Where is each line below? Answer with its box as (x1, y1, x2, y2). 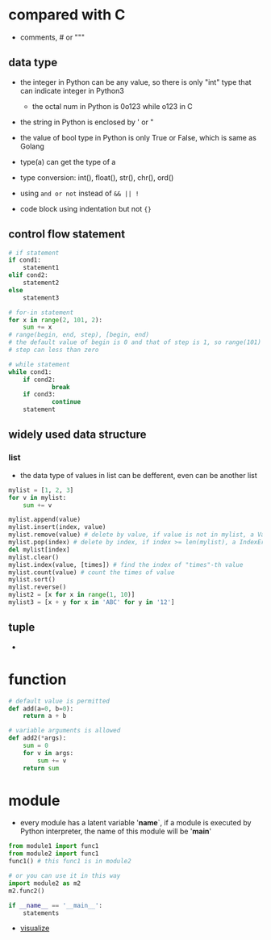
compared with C (8, 6, 126, 24)
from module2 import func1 (8, 850, 99, 858)
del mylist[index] (8, 545, 70, 554)
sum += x (23, 323, 52, 332)
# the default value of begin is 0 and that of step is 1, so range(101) (8, 338, 262, 346)
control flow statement (8, 228, 126, 241)
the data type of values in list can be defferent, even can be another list (19, 470, 258, 480)
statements (23, 909, 60, 917)
